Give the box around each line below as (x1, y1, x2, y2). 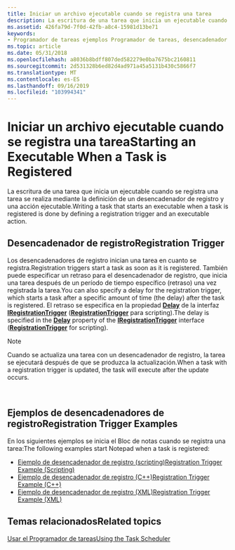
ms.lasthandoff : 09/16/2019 (7, 82, 90, 89)
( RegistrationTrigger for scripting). (7, 323, 109, 331)
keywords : (7, 30, 36, 37)
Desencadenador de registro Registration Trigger (7, 237, 225, 250)
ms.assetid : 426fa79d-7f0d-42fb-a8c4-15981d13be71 (7, 23, 159, 30)
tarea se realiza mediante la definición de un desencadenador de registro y (7, 195, 224, 203)
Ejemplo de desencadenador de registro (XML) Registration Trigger (17, 487, 210, 496)
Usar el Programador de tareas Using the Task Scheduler (7, 534, 170, 542)
